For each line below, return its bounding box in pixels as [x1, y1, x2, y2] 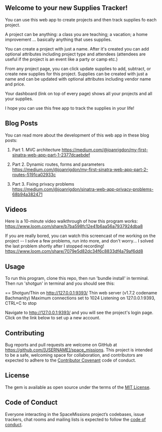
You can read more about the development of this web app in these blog [5, 132, 149, 138]
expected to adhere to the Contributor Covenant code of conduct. [5, 357, 136, 363]
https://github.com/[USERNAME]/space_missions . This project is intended [5, 347, 153, 353]
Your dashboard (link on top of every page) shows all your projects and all [5, 90, 152, 96]
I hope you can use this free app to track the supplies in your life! [5, 105, 134, 111]
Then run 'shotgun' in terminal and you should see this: [5, 280, 115, 286]
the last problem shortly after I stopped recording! [5, 243, 104, 249]
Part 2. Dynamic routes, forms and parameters [12, 161, 105, 167]
